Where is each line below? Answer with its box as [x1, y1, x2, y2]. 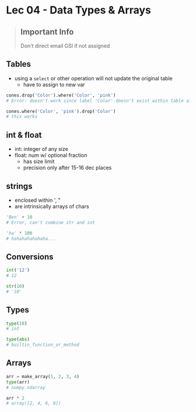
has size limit [23, 158, 55, 165]
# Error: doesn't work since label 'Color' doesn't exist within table [6, 98, 184, 104]
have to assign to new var [23, 81, 86, 88]
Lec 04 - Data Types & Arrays [6, 4, 152, 17]
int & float [6, 130, 42, 140]
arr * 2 [6, 395, 25, 401]
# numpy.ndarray [6, 384, 45, 390]
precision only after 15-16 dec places [23, 164, 112, 171]
